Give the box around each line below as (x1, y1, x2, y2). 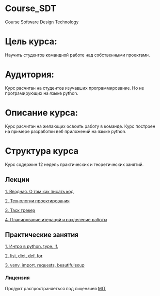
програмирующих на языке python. (5, 90, 79, 96)
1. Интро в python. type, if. (5, 244, 59, 249)
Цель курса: (5, 36, 57, 47)
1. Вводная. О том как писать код (5, 188, 74, 194)
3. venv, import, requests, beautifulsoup (5, 263, 85, 268)
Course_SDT (5, 3, 57, 14)
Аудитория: (5, 69, 54, 80)
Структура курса (5, 145, 79, 156)
